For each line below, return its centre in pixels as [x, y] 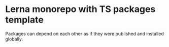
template [25, 20]
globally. [14, 39]
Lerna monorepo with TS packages [80, 9]
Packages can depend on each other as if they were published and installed [84, 33]
